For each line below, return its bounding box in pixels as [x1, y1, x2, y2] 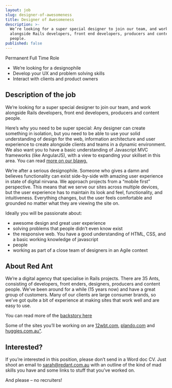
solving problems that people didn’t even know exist [12, 225, 123, 231]
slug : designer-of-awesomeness [5, 12, 72, 17]
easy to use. [5, 303, 31, 309]
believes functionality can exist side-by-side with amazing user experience [5, 173, 163, 179]
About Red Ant [5, 262, 53, 270]
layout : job [5, 7, 31, 13]
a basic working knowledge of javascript [12, 236, 98, 242]
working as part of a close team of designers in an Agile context [12, 247, 148, 253]
